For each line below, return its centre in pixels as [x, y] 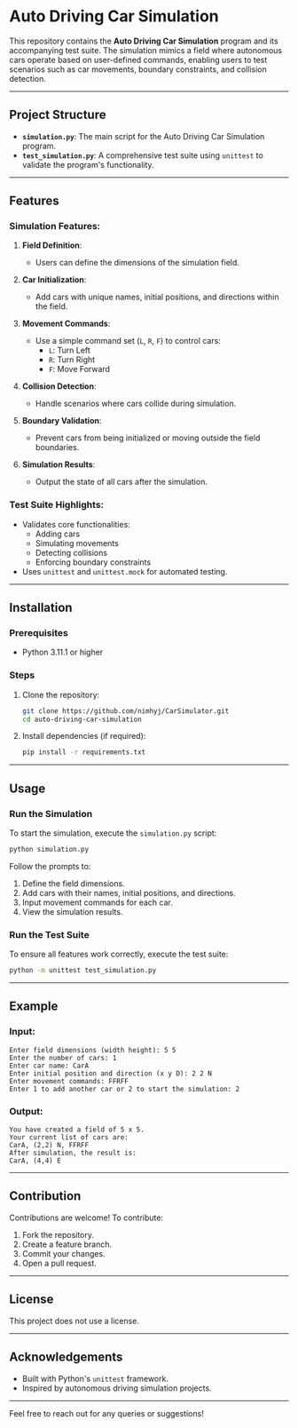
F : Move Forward [79, 369]
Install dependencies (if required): [84, 736]
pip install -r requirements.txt [84, 752]
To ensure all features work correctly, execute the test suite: [119, 954]
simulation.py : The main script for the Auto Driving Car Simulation [143, 136]
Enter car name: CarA [49, 1066]
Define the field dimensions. [74, 883]
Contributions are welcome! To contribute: [86, 1218]
